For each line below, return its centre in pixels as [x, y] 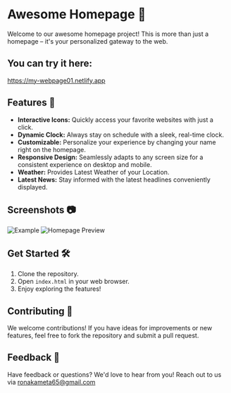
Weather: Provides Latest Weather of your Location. [93, 172]
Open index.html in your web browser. [74, 282]
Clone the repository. [48, 274]
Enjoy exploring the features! [59, 289]
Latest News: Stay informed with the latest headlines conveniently [114, 180]
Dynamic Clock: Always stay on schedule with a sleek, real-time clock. [120, 135]
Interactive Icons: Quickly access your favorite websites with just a [115, 120]
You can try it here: [50, 64]
